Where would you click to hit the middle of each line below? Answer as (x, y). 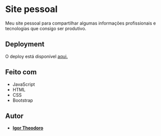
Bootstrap (23, 100)
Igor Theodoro (28, 128)
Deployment (25, 44)
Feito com (21, 72)
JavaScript (24, 84)
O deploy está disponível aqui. (36, 56)
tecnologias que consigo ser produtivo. (46, 28)
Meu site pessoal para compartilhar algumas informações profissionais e (80, 23)
